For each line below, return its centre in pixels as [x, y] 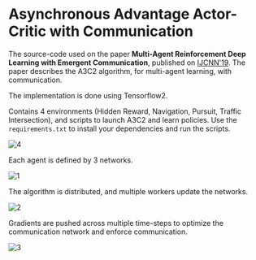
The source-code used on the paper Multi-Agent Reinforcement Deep [127, 54]
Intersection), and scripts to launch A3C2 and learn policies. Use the [123, 119]
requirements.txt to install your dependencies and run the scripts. [119, 128]
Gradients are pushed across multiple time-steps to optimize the [116, 223]
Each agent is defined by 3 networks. [71, 160]
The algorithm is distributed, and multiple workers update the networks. [128, 191]
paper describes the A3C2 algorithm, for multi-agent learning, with [120, 71]
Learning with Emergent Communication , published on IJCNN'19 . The [127, 63]
